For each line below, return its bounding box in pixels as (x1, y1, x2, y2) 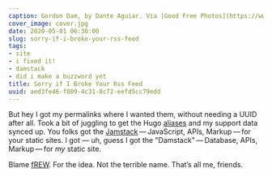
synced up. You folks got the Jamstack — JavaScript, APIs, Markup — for (8, 127, 251, 136)
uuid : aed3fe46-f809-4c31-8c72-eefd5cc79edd (8, 87, 161, 96)
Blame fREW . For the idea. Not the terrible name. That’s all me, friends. (8, 160, 244, 170)
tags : (8, 42, 27, 50)
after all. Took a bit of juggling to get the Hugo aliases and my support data (8, 119, 258, 128)
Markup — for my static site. (8, 144, 102, 154)
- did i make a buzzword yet (8, 72, 107, 80)
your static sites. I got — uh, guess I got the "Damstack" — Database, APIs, (8, 136, 257, 145)
